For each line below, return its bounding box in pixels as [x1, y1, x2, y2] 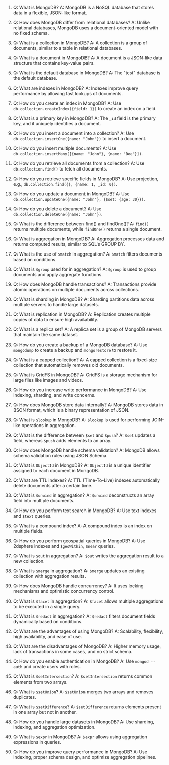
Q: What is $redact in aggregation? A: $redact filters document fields [13, 613, 155, 619]
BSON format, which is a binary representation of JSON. [13, 407, 130, 413]
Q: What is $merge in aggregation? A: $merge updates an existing [13, 568, 145, 574]
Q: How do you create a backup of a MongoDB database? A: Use [13, 342, 148, 348]
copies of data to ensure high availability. [13, 317, 99, 322]
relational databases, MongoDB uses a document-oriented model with [13, 25, 158, 31]
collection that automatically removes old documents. [13, 362, 124, 368]
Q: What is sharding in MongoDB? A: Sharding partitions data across [13, 296, 155, 302]
